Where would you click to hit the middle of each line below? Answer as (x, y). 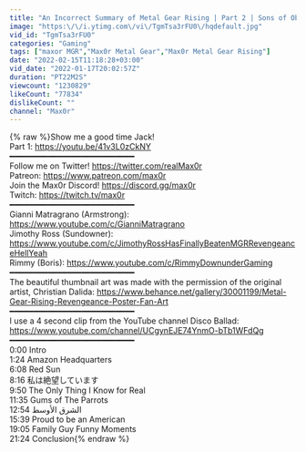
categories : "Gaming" (51, 43)
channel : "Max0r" (42, 111)
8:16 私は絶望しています (54, 380)
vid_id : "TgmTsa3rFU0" (52, 35)
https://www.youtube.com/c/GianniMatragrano (97, 224)
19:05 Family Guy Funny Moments (73, 429)
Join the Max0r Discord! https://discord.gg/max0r (102, 185)
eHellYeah (29, 253)
